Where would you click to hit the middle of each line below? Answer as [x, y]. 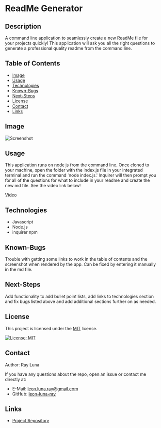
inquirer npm [25, 232]
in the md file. [19, 269]
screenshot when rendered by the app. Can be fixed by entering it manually [80, 264]
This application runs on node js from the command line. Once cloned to [77, 165]
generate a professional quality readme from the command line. [69, 48]
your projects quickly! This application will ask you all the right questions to [80, 43]
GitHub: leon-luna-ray [34, 394]
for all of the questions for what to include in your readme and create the [78, 180]
